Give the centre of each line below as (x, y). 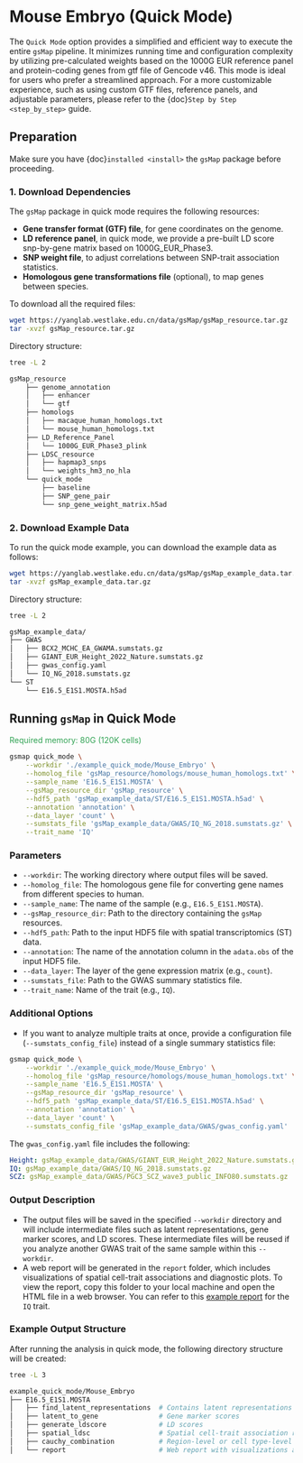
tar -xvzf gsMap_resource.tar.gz (72, 328)
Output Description (52, 1200)
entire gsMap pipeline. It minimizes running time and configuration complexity (151, 51)
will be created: (38, 1358)
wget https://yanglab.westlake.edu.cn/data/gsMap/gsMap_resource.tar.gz (149, 321)
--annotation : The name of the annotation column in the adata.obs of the (158, 952)
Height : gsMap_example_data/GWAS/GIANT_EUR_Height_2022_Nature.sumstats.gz (155, 1160)
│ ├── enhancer (58, 396)
